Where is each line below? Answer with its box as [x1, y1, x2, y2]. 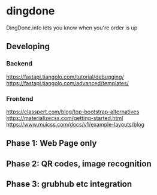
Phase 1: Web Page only [6, 138, 97, 148]
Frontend [6, 94, 34, 103]
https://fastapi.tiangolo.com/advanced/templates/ [6, 79, 129, 86]
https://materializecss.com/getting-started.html [6, 114, 123, 121]
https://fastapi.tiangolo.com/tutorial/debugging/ [6, 73, 124, 80]
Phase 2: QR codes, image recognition [6, 158, 152, 169]
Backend [6, 59, 33, 68]
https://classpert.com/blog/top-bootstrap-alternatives [6, 108, 140, 115]
